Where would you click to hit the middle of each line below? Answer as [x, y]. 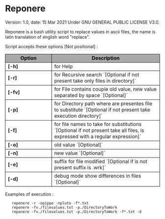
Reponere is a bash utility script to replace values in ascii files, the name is [80, 31]
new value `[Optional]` [80, 153]
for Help [63, 66]
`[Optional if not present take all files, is [99, 130]
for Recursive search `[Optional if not [96, 74]
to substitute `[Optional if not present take [102, 110]
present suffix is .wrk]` [80, 167]
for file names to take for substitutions [98, 124]
